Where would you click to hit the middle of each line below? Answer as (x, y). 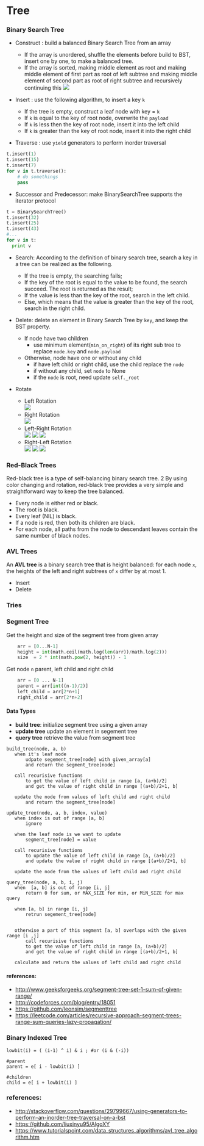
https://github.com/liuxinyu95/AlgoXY (62, 1124)
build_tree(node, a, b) (37, 749)
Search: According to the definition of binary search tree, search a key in (106, 258)
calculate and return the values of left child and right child (98, 962)
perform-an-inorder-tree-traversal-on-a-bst (70, 1117)
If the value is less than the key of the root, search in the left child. (107, 295)
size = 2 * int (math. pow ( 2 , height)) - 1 (72, 658)
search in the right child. (55, 308)
